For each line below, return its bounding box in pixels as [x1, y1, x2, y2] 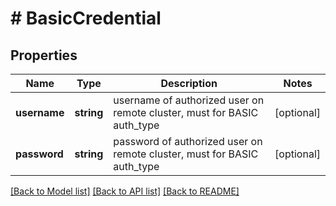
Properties [10, 47, 78, 64]
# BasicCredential [10, 7, 162, 30]
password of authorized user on [113, 135, 263, 148]
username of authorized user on [113, 93, 265, 107]
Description [160, 77, 218, 90]
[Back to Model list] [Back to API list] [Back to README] [10, 185, 240, 197]
